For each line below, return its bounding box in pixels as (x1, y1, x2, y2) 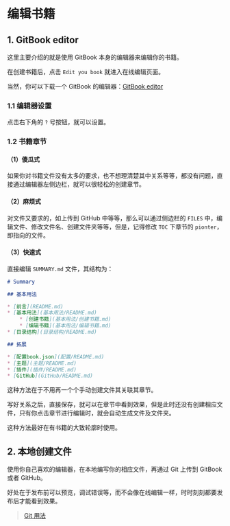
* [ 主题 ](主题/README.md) (7, 360, 77, 367)
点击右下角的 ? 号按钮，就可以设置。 (7, 118, 110, 126)
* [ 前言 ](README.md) (7, 303, 64, 310)
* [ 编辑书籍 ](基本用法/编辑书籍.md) (19, 322, 112, 330)
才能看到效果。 (18, 497, 62, 505)
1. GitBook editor (7, 34, 79, 45)
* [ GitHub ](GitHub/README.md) (7, 372, 94, 380)
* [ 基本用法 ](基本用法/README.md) (7, 310, 97, 317)
